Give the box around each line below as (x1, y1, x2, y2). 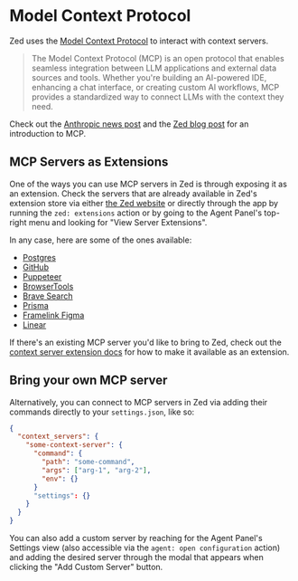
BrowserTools (22, 281, 74, 291)
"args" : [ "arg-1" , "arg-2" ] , (42, 465, 152, 475)
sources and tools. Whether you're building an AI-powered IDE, (31, 71, 267, 82)
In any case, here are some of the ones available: (9, 234, 192, 245)
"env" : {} (42, 474, 79, 483)
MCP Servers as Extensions (9, 155, 169, 170)
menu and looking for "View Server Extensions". (28, 216, 208, 227)
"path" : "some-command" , (42, 458, 135, 467)
